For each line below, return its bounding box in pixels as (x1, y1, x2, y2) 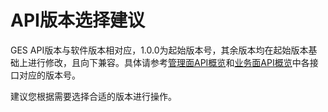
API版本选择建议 (10, 9, 145, 32)
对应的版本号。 (18, 69, 81, 81)
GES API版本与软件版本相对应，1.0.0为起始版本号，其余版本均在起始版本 (10, 44, 309, 56)
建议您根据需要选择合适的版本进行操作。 (10, 90, 177, 102)
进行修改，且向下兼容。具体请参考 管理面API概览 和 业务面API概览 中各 (27, 56, 310, 68)
